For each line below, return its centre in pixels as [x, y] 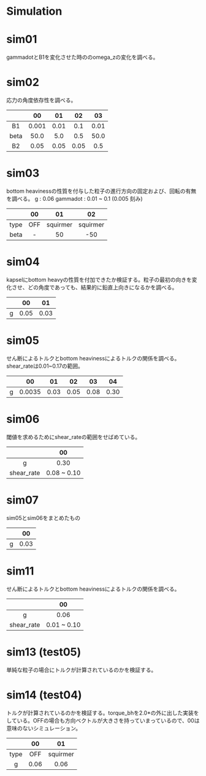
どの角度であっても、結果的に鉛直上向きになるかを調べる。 [102, 287]
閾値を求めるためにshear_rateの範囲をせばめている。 [74, 437]
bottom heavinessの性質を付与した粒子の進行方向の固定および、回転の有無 [101, 191]
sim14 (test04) [44, 695]
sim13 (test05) [44, 652]
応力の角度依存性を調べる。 [41, 100]
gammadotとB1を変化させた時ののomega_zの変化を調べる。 [82, 57]
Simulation [34, 11]
